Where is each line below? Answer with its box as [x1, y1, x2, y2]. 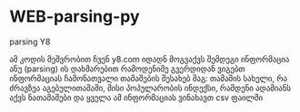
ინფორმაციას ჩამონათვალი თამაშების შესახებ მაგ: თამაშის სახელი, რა [9, 72, 288, 83]
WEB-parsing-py [9, 6, 140, 27]
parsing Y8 [9, 36, 51, 47]
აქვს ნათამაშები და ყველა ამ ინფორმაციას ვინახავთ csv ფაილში [9, 92, 264, 103]
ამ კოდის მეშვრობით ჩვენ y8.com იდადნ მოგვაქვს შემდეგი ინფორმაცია [9, 53, 290, 64]
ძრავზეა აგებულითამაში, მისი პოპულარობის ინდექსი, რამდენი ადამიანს [9, 82, 292, 93]
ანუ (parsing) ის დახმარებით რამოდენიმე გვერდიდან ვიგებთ [9, 63, 245, 74]
